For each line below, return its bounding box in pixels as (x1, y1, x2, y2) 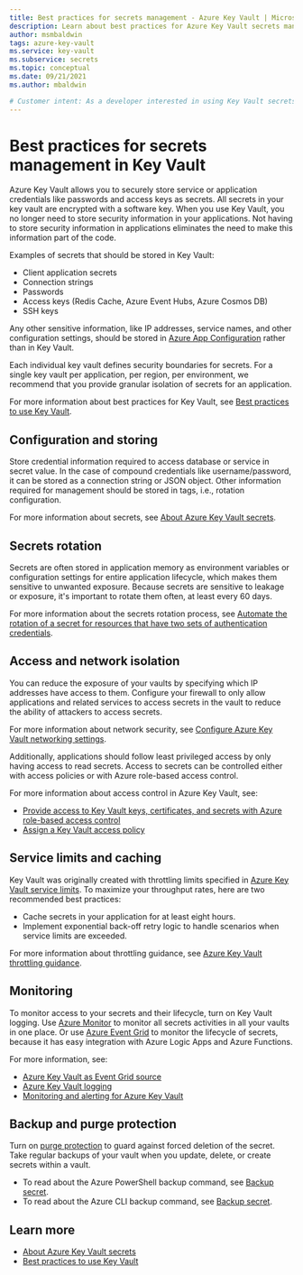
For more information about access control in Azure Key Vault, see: (9, 787, 259, 799)
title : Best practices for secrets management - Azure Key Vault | (9, 13, 269, 23)
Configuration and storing (9, 432, 159, 448)
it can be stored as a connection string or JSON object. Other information (9, 476, 281, 486)
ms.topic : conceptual (9, 64, 91, 73)
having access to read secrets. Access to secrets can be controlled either (9, 760, 283, 771)
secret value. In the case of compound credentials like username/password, (9, 466, 291, 476)
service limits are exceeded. (22, 930, 128, 941)
